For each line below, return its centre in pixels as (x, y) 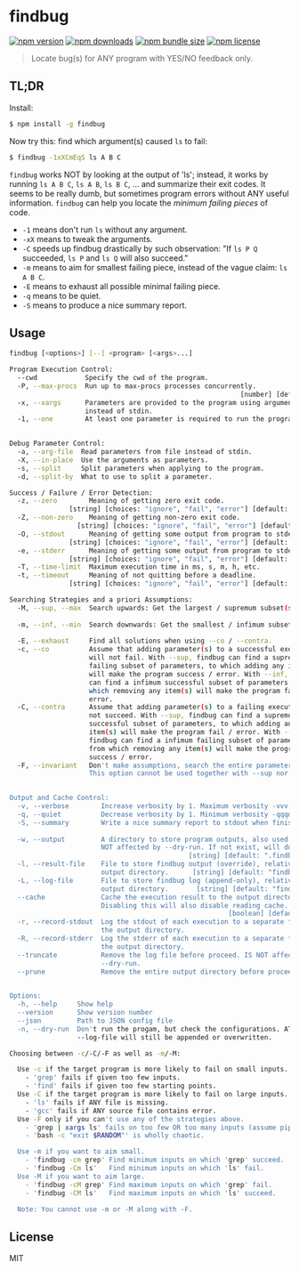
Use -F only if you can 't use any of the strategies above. (131, 1119)
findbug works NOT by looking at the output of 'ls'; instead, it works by (139, 174)
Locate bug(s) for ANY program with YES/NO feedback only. (142, 58)
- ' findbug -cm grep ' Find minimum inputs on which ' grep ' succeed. (155, 1160)
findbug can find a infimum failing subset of (177, 740)
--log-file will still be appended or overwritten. (175, 1037)
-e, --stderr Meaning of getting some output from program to (145, 550)
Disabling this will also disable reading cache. (195, 905)
